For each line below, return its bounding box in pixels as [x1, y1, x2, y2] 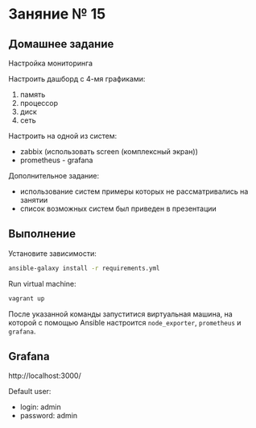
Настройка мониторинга [8, 58, 93, 68]
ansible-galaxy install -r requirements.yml [8, 264, 160, 272]
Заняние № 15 [8, 5, 106, 23]
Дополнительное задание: [8, 171, 100, 180]
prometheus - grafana [19, 155, 93, 165]
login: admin [19, 402, 62, 412]
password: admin [19, 411, 78, 421]
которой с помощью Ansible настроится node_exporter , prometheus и [8, 317, 242, 327]
